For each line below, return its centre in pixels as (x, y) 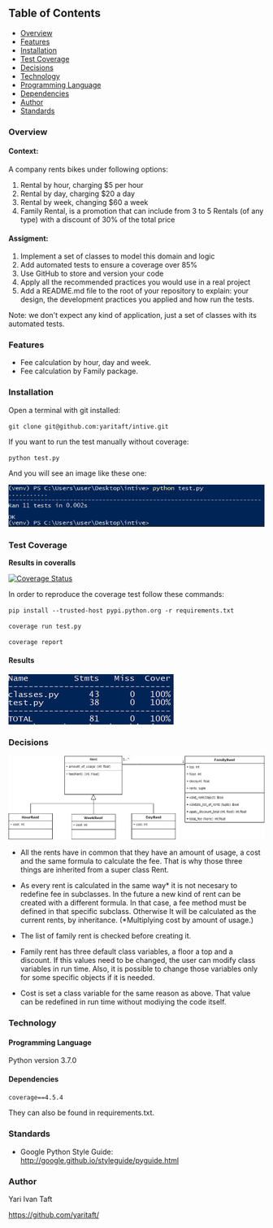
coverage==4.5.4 (36, 1098)
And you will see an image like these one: (78, 473)
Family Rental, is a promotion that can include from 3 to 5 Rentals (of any (142, 211)
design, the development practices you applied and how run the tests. (137, 299)
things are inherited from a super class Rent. (94, 870)
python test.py (34, 458)
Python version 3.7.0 (43, 1060)
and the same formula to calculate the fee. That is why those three (131, 861)
